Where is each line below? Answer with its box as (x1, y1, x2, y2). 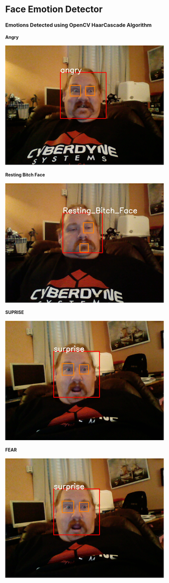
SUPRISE (5, 309, 24, 315)
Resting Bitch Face (5, 172, 45, 178)
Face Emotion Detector (5, 4, 103, 15)
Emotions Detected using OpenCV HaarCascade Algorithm (5, 22, 152, 29)
